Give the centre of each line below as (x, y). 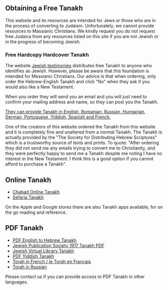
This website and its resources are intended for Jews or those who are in (80, 20)
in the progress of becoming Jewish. (43, 42)
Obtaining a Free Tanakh (44, 8)
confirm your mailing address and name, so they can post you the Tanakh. (82, 102)
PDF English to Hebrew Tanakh (44, 240)
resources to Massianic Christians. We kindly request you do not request (80, 31)
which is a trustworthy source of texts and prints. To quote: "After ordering (82, 143)
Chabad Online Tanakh (36, 192)
